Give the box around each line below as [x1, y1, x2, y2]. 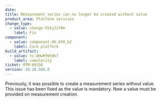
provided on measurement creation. [5, 91, 78, 97]
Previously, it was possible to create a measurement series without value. [5, 81, 155, 87]
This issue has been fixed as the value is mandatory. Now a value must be [5, 86, 156, 92]
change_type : [5, 21, 32, 26]
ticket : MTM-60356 [5, 62, 43, 67]
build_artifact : [5, 49, 39, 53]
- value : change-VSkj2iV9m [9, 26, 65, 31]
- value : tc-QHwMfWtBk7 [9, 53, 58, 58]
